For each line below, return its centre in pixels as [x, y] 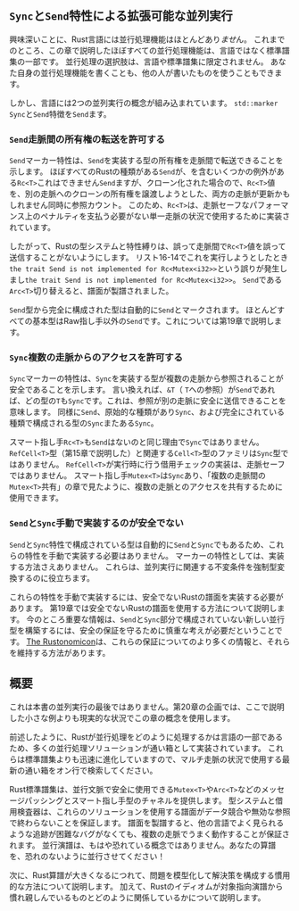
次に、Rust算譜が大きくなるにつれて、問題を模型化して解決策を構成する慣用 [150, 875]
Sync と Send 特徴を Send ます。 [60, 113]
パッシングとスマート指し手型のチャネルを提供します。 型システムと [149, 800]
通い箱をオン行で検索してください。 [91, 770]
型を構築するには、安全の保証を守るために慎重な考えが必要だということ [142, 630]
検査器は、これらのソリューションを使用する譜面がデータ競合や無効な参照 [154, 811]
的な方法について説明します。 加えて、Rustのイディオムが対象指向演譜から [146, 886]
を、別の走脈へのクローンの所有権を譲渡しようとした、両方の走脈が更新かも [150, 194]
